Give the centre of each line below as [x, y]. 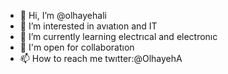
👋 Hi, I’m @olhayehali [63, 15]
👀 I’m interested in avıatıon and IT [88, 26]
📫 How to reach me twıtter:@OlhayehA [101, 58]
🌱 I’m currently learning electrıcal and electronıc [118, 36]
